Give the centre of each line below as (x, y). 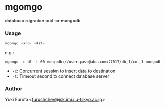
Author (14, 88)
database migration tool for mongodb (43, 21)
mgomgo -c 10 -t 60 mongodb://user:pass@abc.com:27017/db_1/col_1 (74, 62)
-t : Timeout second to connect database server (61, 76)
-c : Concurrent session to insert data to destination (64, 71)
